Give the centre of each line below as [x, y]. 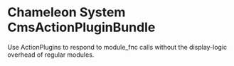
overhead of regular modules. [51, 55]
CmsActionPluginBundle [81, 27]
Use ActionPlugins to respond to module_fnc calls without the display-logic [117, 47]
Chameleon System [67, 12]
